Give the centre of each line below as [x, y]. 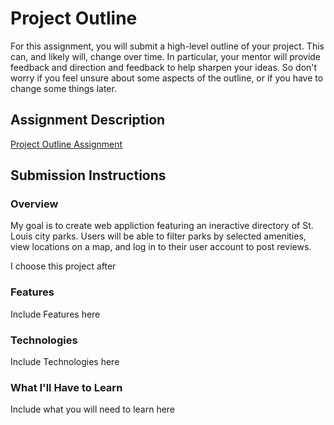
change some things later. [63, 88]
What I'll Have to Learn [66, 387]
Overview [34, 204]
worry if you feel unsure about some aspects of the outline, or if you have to [167, 78]
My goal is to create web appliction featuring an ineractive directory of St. [162, 226]
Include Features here [55, 314]
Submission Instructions [88, 175]
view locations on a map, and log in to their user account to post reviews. [161, 247]
